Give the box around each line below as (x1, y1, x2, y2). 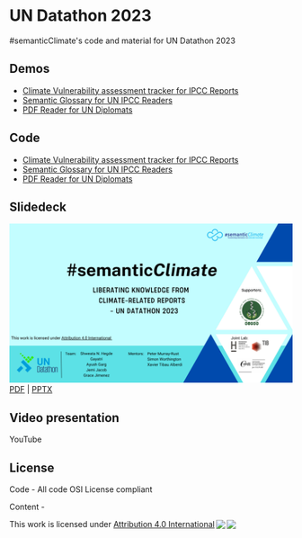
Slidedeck (9, 199, 67, 214)
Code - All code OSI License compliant (9, 484, 153, 495)
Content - (9, 501, 45, 512)
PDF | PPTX (9, 384, 53, 395)
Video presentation (9, 410, 120, 426)
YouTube (9, 434, 42, 445)
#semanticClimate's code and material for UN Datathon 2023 (9, 35, 236, 46)
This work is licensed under (9, 519, 112, 529)
